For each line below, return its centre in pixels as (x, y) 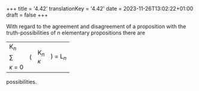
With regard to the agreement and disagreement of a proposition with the (96, 26)
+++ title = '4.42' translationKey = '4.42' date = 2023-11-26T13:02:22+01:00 (100, 9)
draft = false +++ (27, 15)
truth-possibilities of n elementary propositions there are (76, 33)
